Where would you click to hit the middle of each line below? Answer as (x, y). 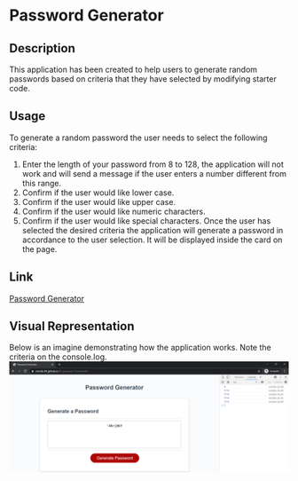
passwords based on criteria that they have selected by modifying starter (143, 79)
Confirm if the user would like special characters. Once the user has (146, 221)
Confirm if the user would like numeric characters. (114, 211)
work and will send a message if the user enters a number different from (154, 173)
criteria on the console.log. (58, 357)
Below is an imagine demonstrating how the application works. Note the (141, 348)
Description (42, 48)
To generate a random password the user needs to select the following (138, 138)
